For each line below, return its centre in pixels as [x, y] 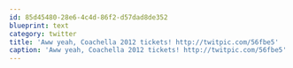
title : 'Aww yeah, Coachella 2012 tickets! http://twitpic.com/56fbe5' [144, 42]
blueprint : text [39, 26]
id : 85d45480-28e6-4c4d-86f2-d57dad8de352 [89, 17]
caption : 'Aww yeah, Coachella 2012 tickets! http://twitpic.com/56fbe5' [148, 50]
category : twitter [43, 34]
